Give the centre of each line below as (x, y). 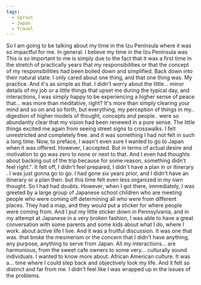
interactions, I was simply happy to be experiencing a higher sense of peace (100, 97)
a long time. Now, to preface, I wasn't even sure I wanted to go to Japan (95, 141)
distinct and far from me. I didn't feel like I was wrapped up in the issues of (98, 269)
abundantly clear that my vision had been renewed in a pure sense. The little (100, 122)
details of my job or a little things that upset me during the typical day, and (98, 90)
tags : (13, 12)
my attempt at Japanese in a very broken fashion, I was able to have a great (100, 218)
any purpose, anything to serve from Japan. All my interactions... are (91, 244)
